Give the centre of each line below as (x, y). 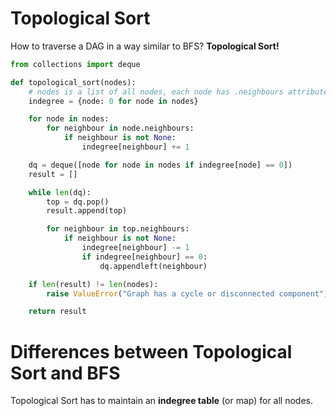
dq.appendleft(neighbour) (153, 266)
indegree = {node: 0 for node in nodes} (113, 101)
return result (57, 312)
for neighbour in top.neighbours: (118, 229)
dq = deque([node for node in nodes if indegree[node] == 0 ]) (160, 165)
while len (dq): (60, 192)
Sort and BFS (65, 373)
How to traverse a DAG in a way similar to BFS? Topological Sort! (145, 46)
